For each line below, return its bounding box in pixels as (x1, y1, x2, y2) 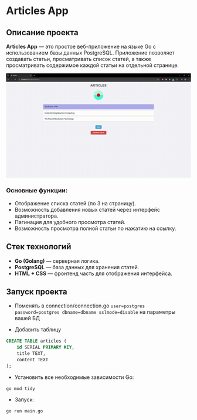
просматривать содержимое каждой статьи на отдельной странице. (6, 62, 179, 69)
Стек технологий (6, 242, 72, 252)
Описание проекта (6, 28, 79, 38)
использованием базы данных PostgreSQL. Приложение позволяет (6, 49, 175, 56)
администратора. (14, 212, 59, 219)
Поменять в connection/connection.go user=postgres (14, 302, 145, 309)
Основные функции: (6, 187, 68, 195)
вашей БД (14, 315, 40, 322)
